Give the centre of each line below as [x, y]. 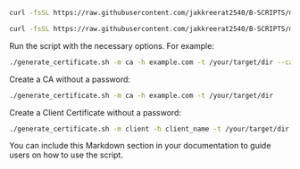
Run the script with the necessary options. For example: [112, 45]
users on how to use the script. [66, 155]
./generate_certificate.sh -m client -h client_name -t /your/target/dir [150, 129]
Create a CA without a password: [70, 79]
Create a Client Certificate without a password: [95, 112]
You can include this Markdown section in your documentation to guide [140, 146]
